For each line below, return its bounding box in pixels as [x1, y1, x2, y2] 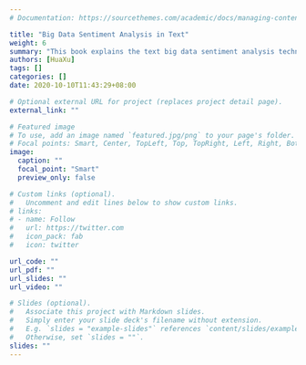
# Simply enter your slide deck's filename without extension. [9, 316, 262, 325]
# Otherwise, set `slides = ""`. [9, 332, 145, 342]
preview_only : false [17, 172, 96, 182]
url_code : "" [9, 256, 59, 266]
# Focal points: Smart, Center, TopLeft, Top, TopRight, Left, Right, [9, 139, 283, 149]
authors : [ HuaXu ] [9, 56, 76, 65]
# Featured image [9, 122, 76, 131]
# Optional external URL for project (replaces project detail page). [9, 97, 283, 106]
